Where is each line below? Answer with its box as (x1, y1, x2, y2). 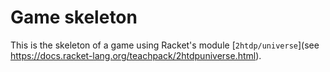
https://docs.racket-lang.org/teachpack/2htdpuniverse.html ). (10, 49, 262, 61)
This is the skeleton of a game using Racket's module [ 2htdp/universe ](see (10, 39, 320, 51)
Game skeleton (10, 6, 138, 29)
